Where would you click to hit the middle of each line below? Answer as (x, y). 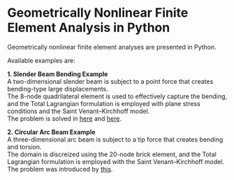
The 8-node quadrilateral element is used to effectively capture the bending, (117, 96)
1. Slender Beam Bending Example (58, 74)
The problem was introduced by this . (60, 169)
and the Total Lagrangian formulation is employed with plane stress (104, 103)
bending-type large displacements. (58, 89)
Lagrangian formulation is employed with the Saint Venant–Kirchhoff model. (116, 161)
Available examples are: (41, 60)
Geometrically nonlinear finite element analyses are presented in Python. (112, 47)
